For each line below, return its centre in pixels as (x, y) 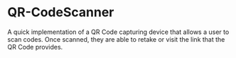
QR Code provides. (35, 47)
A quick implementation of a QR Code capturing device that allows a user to (118, 32)
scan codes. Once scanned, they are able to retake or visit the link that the (116, 39)
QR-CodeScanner (61, 12)
